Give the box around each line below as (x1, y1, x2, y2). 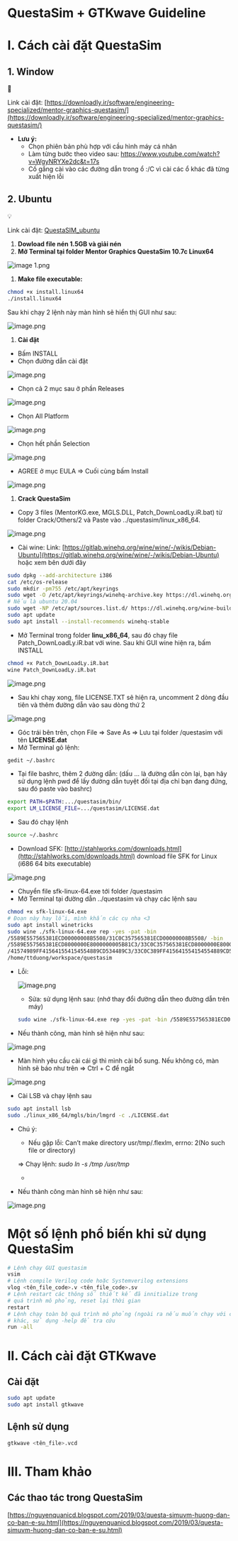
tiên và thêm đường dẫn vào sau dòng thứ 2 (17, 701, 145, 709)
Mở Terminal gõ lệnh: (17, 743, 80, 752)
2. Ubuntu (7, 193, 52, 205)
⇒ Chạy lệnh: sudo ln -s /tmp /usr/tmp (17, 1159, 130, 1168)
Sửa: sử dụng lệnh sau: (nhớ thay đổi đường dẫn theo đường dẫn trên (28, 995, 230, 1003)
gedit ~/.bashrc (7, 757, 55, 764)
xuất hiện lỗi (28, 172, 64, 181)
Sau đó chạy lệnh (17, 818, 69, 826)
